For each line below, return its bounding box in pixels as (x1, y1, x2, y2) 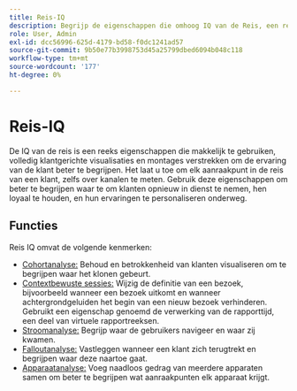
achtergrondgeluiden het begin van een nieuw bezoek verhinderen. (21, 296, 268, 307)
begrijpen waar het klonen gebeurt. (21, 268, 151, 279)
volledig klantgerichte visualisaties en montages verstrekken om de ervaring (9, 155, 287, 165)
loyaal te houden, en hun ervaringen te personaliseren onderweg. (9, 192, 247, 203)
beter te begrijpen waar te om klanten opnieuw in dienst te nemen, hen (9, 183, 267, 194)
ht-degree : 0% (9, 71, 62, 80)
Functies (9, 218, 58, 234)
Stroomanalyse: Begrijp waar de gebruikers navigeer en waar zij (21, 325, 255, 335)
